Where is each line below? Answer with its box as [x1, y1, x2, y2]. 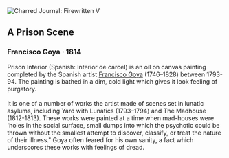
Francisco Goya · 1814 [7, 47, 82, 57]
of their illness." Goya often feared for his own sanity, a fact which [7, 135, 194, 144]
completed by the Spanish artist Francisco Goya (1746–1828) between [7, 70, 206, 78]
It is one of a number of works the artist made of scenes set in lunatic [7, 99, 204, 107]
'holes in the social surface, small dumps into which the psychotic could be [7, 121, 220, 129]
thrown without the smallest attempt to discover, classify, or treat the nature [7, 128, 221, 137]
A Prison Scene [7, 27, 74, 38]
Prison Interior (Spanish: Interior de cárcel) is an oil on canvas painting [7, 63, 206, 71]
